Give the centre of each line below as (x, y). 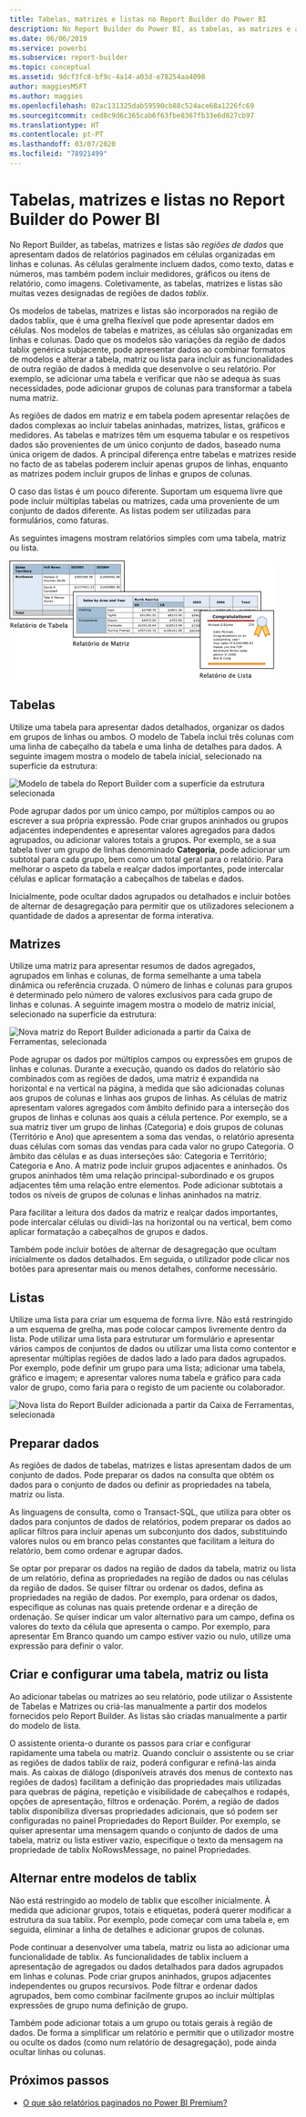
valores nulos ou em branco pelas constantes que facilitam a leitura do (142, 1541)
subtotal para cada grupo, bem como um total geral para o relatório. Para (147, 859)
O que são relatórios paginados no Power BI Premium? (125, 2102)
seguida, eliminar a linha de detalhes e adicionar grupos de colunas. (137, 1929)
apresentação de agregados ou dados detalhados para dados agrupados (147, 1966)
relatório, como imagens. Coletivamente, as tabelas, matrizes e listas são (146, 283)
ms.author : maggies (46, 96)
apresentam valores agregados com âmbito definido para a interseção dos (149, 1108)
